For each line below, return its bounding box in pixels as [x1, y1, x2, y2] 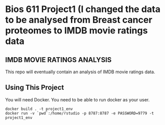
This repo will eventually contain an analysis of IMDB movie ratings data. [5, 69, 155, 75]
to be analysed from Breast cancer [5, 14, 152, 26]
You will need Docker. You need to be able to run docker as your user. [5, 96, 150, 102]
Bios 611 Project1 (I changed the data [5, 4, 161, 15]
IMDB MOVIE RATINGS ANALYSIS [5, 55, 112, 64]
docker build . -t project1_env [5, 106, 73, 111]
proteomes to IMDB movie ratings [5, 25, 148, 36]
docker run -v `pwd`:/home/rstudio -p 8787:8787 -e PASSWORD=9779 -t [5, 110, 154, 116]
